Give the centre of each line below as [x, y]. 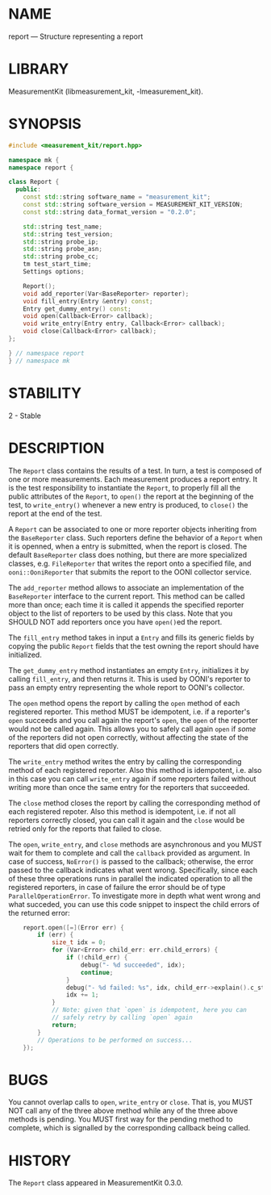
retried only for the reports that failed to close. [85, 829]
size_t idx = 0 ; [79, 942]
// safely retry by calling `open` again [122, 1017]
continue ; [97, 972]
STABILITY [45, 393]
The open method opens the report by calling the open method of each [124, 703]
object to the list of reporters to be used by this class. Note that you [121, 613]
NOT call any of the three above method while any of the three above [123, 1111]
